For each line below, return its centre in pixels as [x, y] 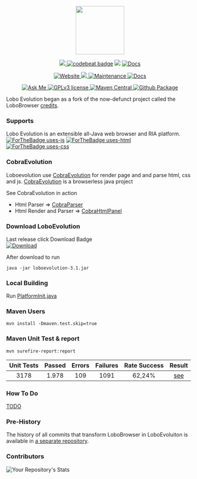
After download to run [33, 257]
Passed [55, 365]
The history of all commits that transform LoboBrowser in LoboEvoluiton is [97, 435]
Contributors [25, 456]
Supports [20, 120]
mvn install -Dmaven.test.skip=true [51, 324]
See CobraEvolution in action [42, 193]
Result [179, 365]
